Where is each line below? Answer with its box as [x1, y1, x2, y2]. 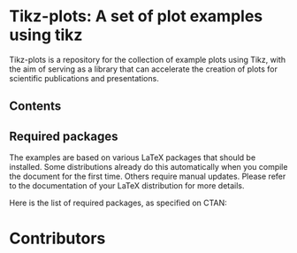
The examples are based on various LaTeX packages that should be [9, 152, 256, 163]
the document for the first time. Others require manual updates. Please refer [9, 171, 286, 182]
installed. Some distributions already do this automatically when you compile [9, 162, 288, 172]
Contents [9, 99, 62, 114]
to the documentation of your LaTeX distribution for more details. [9, 180, 245, 191]
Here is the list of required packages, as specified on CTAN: [9, 197, 227, 209]
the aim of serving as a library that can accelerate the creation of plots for [9, 64, 278, 74]
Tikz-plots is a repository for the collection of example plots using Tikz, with [9, 54, 286, 65]
